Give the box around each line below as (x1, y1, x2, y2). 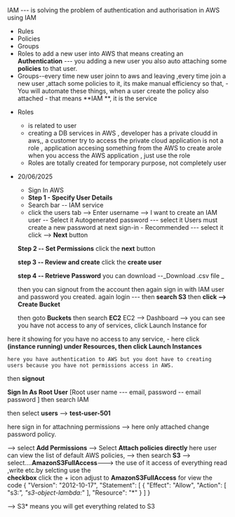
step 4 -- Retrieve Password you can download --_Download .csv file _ (17, 272, 224, 280)
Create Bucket (17, 300, 61, 308)
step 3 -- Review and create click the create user (17, 258, 162, 266)
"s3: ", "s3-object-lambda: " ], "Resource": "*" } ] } (7, 488, 151, 497)
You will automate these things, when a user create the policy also (17, 87, 209, 95)
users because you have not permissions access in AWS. (7, 362, 174, 369)
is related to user (27, 122, 77, 129)
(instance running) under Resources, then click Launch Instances (7, 342, 202, 351)
